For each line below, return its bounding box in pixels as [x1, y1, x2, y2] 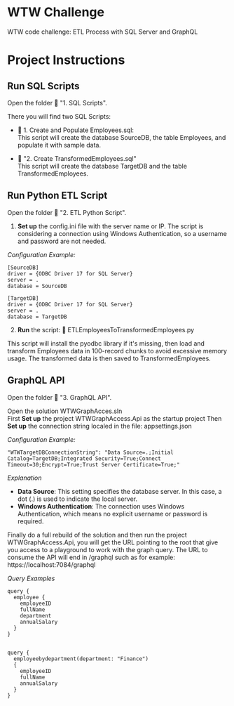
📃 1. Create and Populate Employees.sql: [17, 126, 135, 134]
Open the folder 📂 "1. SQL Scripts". [7, 98, 107, 107]
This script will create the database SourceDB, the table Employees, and [17, 133, 226, 141]
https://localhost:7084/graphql [7, 560, 96, 569]
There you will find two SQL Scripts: [7, 112, 111, 120]
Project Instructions [7, 52, 125, 68]
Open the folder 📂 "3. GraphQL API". [7, 393, 112, 401]
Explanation [7, 473, 42, 482]
